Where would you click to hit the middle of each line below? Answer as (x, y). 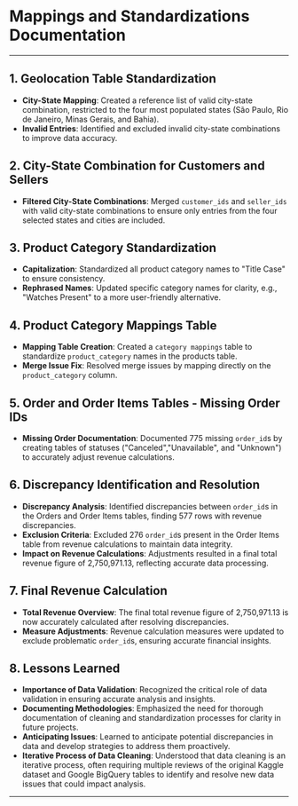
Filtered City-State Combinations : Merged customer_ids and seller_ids (154, 201)
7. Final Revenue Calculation (88, 591)
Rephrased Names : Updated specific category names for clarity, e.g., (149, 288)
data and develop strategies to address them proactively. (126, 747)
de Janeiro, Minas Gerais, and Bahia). (90, 119)
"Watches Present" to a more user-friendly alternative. (122, 297)
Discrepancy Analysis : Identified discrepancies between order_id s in (149, 506)
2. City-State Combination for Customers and (137, 166)
